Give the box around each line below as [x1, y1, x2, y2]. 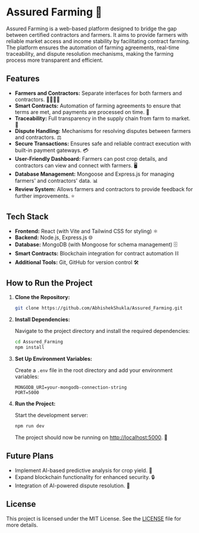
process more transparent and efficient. [6, 56, 104, 64]
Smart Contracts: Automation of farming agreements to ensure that [14, 102, 181, 109]
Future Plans [6, 451, 54, 461]
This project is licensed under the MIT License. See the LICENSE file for [6, 515, 182, 522]
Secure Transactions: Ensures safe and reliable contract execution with [14, 139, 191, 147]
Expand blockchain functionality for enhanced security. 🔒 [14, 473, 155, 480]
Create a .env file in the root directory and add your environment [14, 367, 173, 373]
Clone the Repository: [14, 294, 70, 301]
